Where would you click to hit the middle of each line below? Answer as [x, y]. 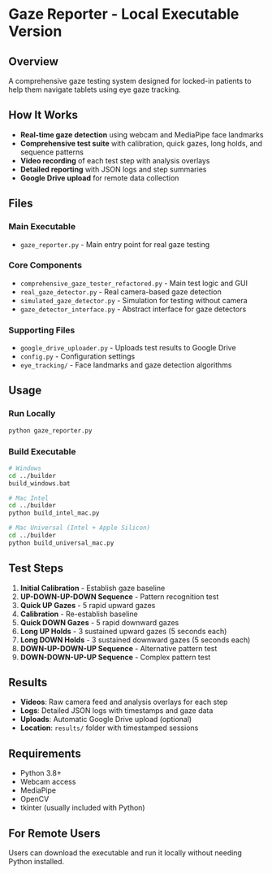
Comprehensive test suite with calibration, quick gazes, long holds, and [141, 143]
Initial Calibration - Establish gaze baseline [93, 588]
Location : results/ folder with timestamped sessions [109, 728]
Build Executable [42, 451]
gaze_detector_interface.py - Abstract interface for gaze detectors [133, 309]
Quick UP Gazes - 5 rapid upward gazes [88, 605]
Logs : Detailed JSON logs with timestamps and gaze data [117, 711]
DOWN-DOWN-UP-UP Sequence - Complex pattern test [115, 657]
